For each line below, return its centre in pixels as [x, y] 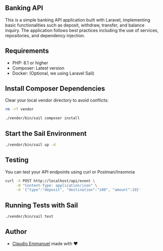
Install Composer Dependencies [55, 88]
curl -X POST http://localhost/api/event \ [50, 181]
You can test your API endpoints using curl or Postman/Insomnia [70, 172]
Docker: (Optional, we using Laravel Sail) [53, 73]
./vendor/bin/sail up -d [30, 145]
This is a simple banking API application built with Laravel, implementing [78, 20]
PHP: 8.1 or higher [30, 63]
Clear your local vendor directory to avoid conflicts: [57, 100]
